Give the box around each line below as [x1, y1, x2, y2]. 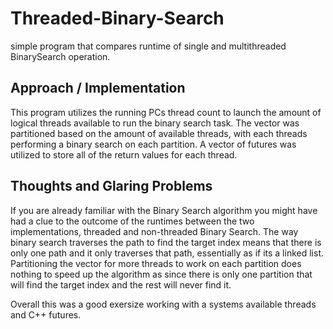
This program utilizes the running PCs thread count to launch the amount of [10, 106, 322, 118]
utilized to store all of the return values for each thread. [10, 148, 238, 161]
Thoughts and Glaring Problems [10, 178, 213, 195]
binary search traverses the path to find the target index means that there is [10, 236, 322, 248]
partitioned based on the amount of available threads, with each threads [10, 127, 308, 139]
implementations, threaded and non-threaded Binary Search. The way [10, 225, 299, 237]
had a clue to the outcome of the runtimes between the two [10, 215, 255, 227]
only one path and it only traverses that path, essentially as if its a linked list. [10, 247, 324, 259]
